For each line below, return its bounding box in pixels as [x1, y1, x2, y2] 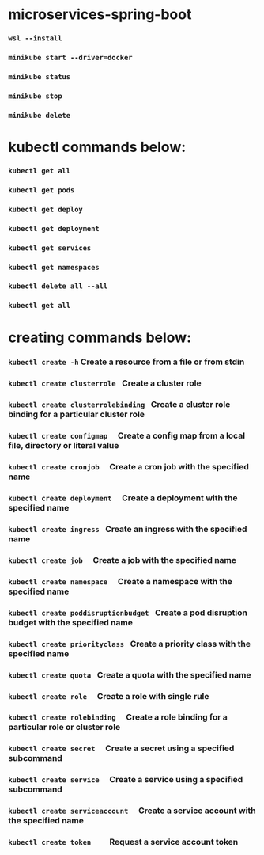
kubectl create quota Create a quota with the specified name [8, 669, 251, 680]
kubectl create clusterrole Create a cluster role [8, 378, 202, 389]
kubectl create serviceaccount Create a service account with [8, 805, 256, 816]
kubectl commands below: [8, 138, 187, 156]
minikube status [8, 72, 71, 81]
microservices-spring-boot [8, 6, 192, 24]
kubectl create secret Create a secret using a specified [8, 743, 235, 754]
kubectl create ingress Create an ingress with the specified [8, 524, 247, 534]
